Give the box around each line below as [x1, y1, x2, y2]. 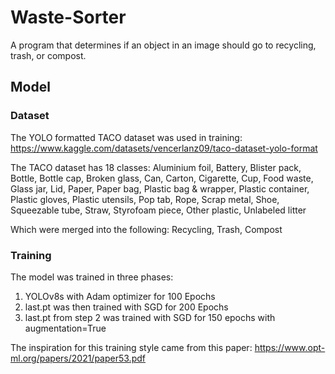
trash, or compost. [10, 49, 87, 61]
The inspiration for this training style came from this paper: [10, 341, 253, 353]
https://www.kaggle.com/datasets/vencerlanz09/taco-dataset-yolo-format [10, 142, 318, 154]
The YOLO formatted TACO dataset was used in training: [10, 131, 243, 143]
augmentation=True [24, 322, 107, 334]
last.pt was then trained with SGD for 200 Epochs [24, 301, 229, 313]
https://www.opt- [254, 341, 326, 353]
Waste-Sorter [10, 6, 127, 29]
